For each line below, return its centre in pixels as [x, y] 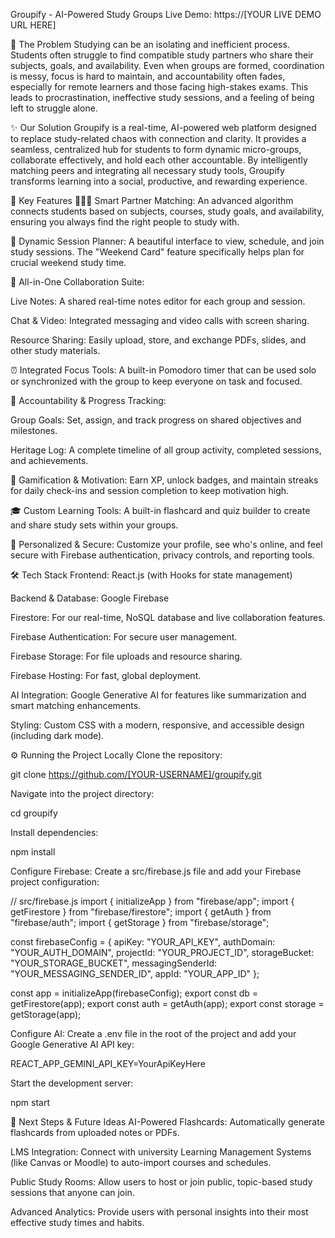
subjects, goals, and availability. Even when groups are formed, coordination [167, 65]
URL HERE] [33, 25]
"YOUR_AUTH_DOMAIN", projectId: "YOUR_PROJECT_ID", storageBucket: [162, 952]
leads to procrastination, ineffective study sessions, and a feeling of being [162, 97]
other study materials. [55, 350]
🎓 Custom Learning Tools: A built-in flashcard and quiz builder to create [160, 510]
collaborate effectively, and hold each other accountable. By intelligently [159, 160]
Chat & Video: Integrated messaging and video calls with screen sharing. [160, 320]
